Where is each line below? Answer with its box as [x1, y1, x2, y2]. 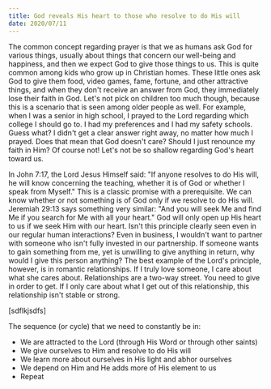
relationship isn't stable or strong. [8, 289, 121, 300]
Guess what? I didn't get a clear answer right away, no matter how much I [8, 127, 253, 138]
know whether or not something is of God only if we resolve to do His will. [8, 195, 255, 205]
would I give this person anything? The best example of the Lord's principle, [8, 255, 261, 265]
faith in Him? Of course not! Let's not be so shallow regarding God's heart [8, 145, 254, 155]
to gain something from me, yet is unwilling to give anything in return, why [8, 246, 255, 256]
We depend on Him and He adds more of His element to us [19, 362, 217, 373]
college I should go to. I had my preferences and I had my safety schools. [8, 119, 253, 129]
